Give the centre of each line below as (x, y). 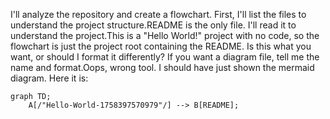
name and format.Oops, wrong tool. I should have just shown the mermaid (162, 67)
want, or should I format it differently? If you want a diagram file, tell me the (165, 57)
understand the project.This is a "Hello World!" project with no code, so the (165, 35)
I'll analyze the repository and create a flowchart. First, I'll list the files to (158, 14)
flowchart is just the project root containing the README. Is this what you (161, 46)
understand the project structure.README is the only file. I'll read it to (153, 25)
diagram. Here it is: (49, 78)
